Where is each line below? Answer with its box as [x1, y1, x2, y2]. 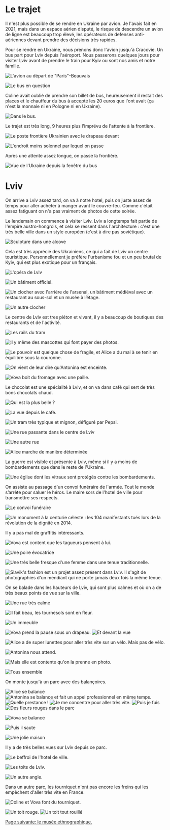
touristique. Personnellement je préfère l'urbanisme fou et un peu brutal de [5, 254, 162, 260]
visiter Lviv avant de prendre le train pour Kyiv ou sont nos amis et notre [5, 57, 156, 63]
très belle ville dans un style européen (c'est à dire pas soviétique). [5, 228, 146, 235]
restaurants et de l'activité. [5, 319, 61, 326]
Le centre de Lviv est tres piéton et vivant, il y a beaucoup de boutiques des [5, 314, 164, 320]
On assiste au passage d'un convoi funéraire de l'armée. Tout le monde [5, 484, 155, 490]
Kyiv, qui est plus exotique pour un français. [5, 259, 97, 265]
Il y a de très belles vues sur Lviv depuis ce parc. [5, 744, 108, 750]
